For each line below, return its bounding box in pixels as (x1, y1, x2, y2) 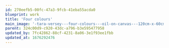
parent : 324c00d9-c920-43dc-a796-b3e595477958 (5, 26, 105, 31)
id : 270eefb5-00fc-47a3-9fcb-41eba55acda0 (5, 7, 96, 12)
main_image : (5, 21, 30, 26)
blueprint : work (5, 12, 39, 17)
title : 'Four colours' (5, 16, 53, 21)
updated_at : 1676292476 (5, 35, 55, 40)
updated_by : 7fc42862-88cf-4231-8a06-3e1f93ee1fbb (5, 30, 114, 35)
